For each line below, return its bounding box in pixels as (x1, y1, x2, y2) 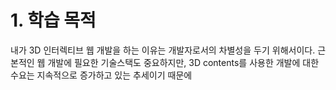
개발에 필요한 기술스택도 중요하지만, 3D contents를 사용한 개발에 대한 (47, 56, 320, 68)
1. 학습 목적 (10, 9, 97, 32)
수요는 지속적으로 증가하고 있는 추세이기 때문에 (10, 69, 193, 81)
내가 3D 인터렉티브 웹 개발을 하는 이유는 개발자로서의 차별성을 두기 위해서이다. (10, 44, 316, 56)
